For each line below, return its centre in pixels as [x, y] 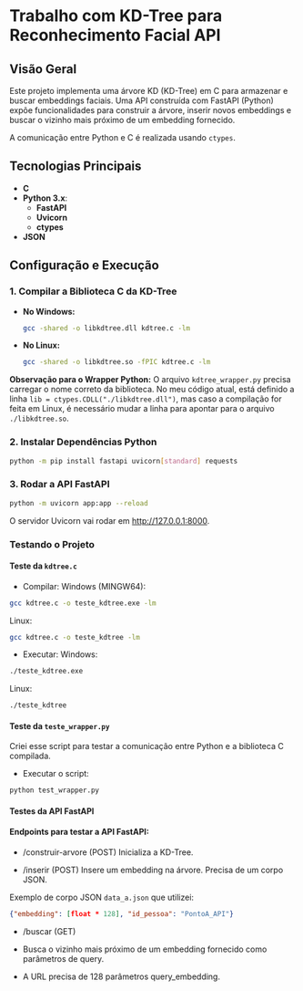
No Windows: [49, 311]
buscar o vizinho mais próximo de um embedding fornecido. [122, 120]
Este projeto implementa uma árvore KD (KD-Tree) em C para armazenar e [149, 91]
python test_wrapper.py [55, 790]
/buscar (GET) [49, 931]
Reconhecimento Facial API [115, 35]
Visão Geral [43, 69]
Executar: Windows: [60, 654]
